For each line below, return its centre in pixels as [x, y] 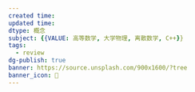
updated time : [32, 23]
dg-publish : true [37, 61]
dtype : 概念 [27, 30]
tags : [17, 46]
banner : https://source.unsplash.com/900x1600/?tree [98, 68]
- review [30, 53]
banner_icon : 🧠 [34, 75]
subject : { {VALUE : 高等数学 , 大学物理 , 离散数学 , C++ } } [96, 38]
